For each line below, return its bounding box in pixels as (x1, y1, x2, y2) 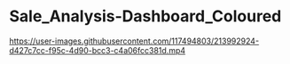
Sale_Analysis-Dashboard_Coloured (9, 6, 282, 27)
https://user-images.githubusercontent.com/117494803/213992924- (9, 36, 260, 46)
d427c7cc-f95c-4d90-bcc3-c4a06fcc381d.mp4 (9, 44, 186, 55)
